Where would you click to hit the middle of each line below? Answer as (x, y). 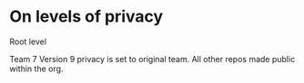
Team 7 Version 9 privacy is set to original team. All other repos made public (152, 59)
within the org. (36, 69)
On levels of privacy (86, 17)
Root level (28, 41)
